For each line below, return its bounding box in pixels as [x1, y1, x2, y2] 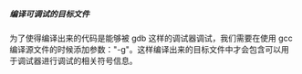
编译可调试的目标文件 [9, 8, 89, 19]
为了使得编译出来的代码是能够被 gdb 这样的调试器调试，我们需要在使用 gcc [9, 32, 294, 43]
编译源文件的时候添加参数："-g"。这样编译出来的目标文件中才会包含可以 [9, 43, 282, 54]
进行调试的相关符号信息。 [40, 55, 138, 66]
